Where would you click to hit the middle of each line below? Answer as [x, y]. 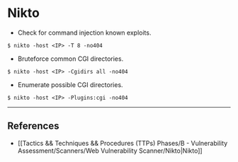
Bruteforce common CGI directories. [70, 59]
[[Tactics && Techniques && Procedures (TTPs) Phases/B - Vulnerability [123, 143]
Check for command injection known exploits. [84, 33]
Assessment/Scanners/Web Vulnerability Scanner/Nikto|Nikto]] [110, 151]
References [33, 126]
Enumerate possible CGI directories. [70, 85]
